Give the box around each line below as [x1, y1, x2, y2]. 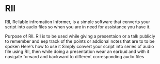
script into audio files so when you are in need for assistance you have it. [5, 24, 151, 29]
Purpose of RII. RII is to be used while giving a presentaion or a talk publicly [5, 33, 156, 39]
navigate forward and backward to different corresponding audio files [5, 53, 144, 59]
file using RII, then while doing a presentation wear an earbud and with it [5, 49, 149, 54]
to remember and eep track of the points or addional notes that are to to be [5, 38, 155, 44]
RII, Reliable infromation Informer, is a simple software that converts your [5, 19, 150, 25]
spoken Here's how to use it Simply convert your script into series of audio [5, 43, 154, 49]
